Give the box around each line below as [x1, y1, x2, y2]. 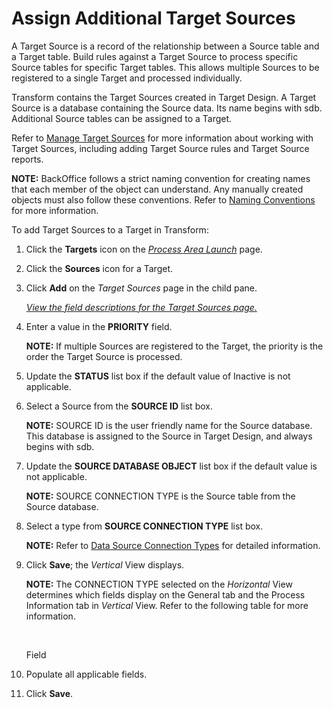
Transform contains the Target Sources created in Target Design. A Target [11, 91, 317, 103]
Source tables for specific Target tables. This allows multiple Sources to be [11, 61, 320, 73]
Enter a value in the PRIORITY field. [25, 320, 173, 332]
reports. [11, 153, 44, 165]
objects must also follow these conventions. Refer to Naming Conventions [11, 193, 316, 206]
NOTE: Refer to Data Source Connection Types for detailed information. [25, 539, 321, 551]
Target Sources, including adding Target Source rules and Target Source [11, 142, 310, 154]
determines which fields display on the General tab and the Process [25, 588, 306, 601]
